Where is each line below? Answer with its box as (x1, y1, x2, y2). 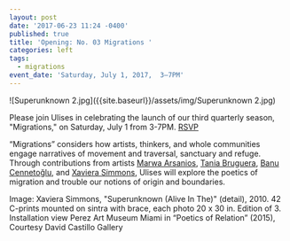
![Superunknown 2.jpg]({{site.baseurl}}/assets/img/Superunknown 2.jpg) (9, 95, 277, 105)
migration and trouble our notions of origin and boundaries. (9, 176, 226, 187)
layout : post (9, 12, 58, 22)
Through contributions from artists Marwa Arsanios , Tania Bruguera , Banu (9, 157, 279, 168)
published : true (9, 29, 69, 38)
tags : (9, 54, 29, 63)
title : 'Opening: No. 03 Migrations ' (9, 37, 153, 47)
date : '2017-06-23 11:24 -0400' (9, 21, 129, 30)
